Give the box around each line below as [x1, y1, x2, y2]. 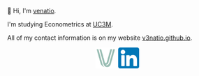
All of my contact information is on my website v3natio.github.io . [7, 33, 193, 42]
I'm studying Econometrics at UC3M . [7, 20, 114, 28]
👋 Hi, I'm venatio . [7, 7, 57, 15]
